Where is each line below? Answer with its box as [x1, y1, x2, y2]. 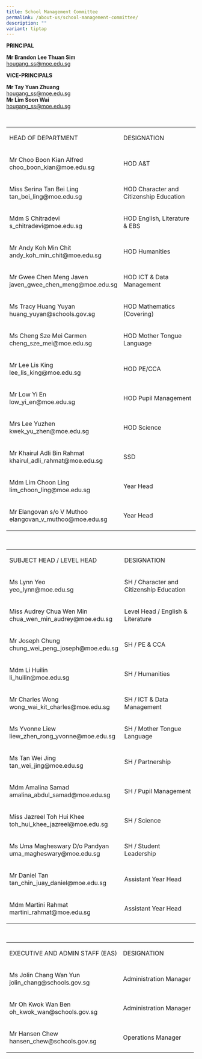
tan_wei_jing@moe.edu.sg [9, 762, 84, 770]
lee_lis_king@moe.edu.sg [9, 368, 81, 377]
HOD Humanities [123, 247, 171, 256]
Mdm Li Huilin [9, 666, 48, 675]
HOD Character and [123, 185, 179, 193]
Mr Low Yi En [9, 391, 47, 399]
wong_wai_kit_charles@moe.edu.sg [9, 703, 110, 711]
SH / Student [124, 842, 161, 850]
